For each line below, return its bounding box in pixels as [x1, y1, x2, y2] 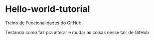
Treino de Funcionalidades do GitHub [5, 20, 82, 26]
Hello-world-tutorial [5, 3, 90, 15]
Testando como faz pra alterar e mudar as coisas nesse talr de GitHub [5, 29, 150, 35]
